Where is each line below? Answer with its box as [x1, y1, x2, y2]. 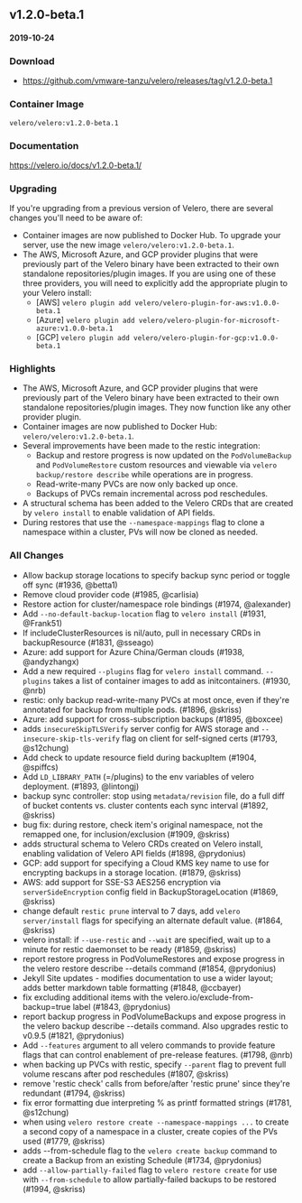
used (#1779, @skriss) [22, 1135, 105, 1146]
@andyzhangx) [22, 656, 79, 667]
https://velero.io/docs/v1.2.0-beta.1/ [9, 160, 142, 171]
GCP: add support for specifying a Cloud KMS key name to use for [22, 857, 270, 868]
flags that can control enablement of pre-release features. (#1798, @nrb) [22, 1049, 293, 1060]
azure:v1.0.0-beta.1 [35, 324, 114, 333]
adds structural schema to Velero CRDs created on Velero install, [22, 838, 263, 849]
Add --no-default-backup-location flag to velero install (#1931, [22, 608, 267, 619]
